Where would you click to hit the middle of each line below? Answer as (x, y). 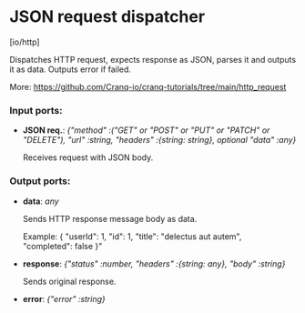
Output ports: (40, 181)
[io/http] (25, 42)
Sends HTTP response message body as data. (110, 218)
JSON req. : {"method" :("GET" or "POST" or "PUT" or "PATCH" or (146, 130)
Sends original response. (69, 281)
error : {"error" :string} (64, 298)
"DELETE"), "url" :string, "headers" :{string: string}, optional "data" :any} (159, 140)
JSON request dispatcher (107, 17)
